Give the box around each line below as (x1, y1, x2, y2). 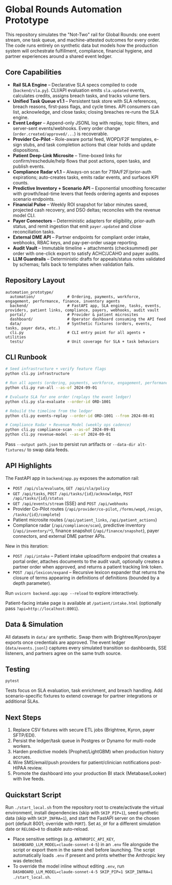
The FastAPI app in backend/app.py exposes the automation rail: (5, 475, 140, 481)
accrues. (12, 754, 32, 760)
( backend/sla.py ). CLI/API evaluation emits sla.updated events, (12, 87, 145, 93)
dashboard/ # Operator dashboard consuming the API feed (10, 317, 166, 322)
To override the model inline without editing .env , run (12, 863, 124, 869)
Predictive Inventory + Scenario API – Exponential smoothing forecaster (12, 185, 166, 191)
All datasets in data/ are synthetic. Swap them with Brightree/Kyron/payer (5, 634, 161, 640)
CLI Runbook (5, 352, 47, 362)
